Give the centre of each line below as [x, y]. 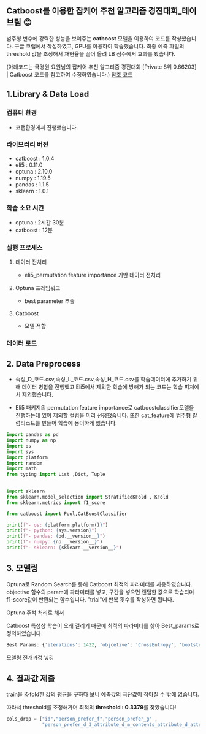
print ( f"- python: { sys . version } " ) [52, 530]
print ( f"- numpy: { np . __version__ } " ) [55, 542]
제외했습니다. [37, 395]
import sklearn [26, 491]
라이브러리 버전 [28, 145]
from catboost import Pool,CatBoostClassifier [67, 514]
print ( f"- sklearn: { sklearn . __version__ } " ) [64, 548]
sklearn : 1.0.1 [32, 191]
